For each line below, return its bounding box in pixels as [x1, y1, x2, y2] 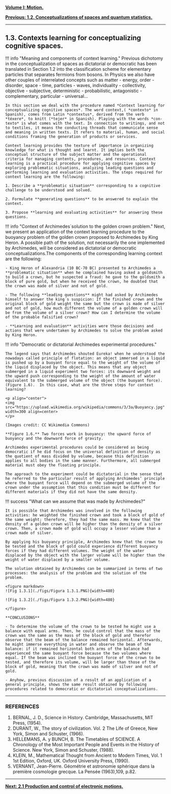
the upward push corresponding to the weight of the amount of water [5, 373, 156, 378]
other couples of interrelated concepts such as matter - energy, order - [5, 76, 154, 83]
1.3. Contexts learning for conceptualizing [5, 34, 141, 42]
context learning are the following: [5, 174, 85, 179]
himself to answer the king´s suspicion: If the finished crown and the [5, 296, 163, 302]
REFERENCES [5, 703, 40, 710]
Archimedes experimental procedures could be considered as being [5, 445, 149, 450]
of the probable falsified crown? [5, 314, 79, 320]
